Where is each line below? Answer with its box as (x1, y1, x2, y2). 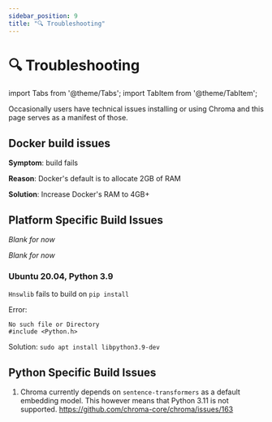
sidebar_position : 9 (8, 11, 79, 20)
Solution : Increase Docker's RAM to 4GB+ (8, 189, 150, 199)
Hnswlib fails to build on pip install (8, 289, 130, 299)
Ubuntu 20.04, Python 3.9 (8, 270, 114, 281)
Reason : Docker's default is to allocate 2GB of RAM (8, 174, 181, 184)
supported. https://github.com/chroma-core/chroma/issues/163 (19, 404, 234, 415)
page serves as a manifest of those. (8, 113, 128, 123)
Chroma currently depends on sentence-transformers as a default (19, 387, 241, 397)
